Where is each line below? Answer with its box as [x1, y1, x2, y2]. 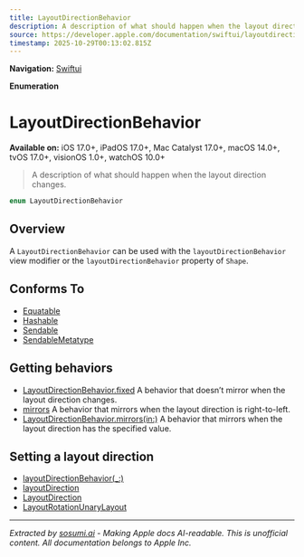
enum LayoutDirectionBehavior [9, 196, 124, 206]
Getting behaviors [9, 361, 113, 376]
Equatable [22, 305, 61, 316]
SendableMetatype [22, 334, 94, 345]
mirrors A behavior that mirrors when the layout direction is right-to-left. [22, 403, 291, 414]
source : [9, 30, 39, 39]
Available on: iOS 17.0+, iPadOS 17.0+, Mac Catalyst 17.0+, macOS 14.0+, [9, 142, 280, 154]
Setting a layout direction [9, 448, 155, 464]
